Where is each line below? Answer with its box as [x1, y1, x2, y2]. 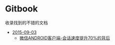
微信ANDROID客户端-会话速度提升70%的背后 [19, 35, 111, 41]
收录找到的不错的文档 [5, 20, 48, 25]
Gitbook [5, 3, 38, 14]
